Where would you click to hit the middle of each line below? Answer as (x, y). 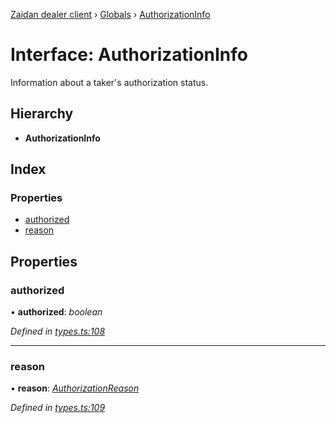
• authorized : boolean (56, 312)
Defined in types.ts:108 (58, 331)
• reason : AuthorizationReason (75, 388)
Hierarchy (42, 114)
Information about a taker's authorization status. (109, 82)
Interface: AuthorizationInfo (129, 55)
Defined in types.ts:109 (58, 408)
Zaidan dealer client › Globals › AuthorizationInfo (110, 14)
